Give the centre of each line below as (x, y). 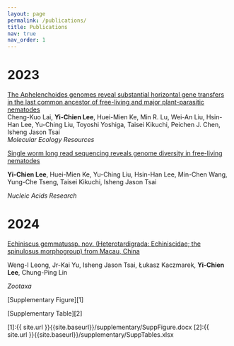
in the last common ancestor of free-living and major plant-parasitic (106, 102)
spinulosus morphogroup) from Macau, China (74, 251)
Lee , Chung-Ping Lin (37, 272)
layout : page (27, 14)
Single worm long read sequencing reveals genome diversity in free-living (115, 153)
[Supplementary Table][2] (45, 314)
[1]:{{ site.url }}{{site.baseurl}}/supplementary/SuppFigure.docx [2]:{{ (109, 327)
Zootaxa (19, 286)
